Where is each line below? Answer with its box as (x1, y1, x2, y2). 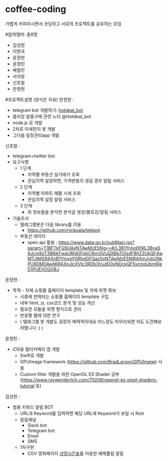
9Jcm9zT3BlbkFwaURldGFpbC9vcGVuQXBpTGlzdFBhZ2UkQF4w (27, 250, 163, 256)
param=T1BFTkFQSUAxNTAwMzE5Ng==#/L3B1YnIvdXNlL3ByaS (27, 245, 160, 251)
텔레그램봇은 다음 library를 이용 (19, 221, 81, 227)
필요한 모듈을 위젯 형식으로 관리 (19, 306, 81, 312)
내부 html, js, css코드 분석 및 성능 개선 (19, 300, 95, 306)
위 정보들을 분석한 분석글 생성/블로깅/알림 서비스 (27, 209, 121, 215)
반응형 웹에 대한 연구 (19, 312, 60, 318)
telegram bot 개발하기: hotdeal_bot (12, 107, 83, 113)
